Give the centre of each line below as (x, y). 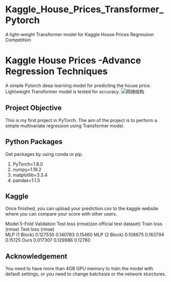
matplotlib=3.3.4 (30, 175)
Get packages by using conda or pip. (44, 154)
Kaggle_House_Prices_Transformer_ (84, 9)
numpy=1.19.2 (27, 169)
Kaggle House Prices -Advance (73, 61)
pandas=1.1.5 (26, 180)
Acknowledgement (36, 256)
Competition (18, 40)
